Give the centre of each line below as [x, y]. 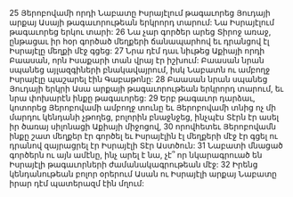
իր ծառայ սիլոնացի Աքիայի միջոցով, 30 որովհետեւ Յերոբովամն [142, 127]
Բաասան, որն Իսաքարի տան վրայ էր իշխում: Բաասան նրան [137, 60]
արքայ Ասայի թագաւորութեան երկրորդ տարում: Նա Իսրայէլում [142, 22]
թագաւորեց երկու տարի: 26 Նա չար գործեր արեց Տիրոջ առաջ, [140, 32]
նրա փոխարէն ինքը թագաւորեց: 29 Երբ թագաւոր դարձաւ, [132, 98]
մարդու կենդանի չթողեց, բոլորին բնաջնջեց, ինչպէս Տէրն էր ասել [144, 117]
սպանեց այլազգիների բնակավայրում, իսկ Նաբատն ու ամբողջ [140, 70]
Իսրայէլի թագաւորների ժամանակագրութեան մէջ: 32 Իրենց [134, 164]
